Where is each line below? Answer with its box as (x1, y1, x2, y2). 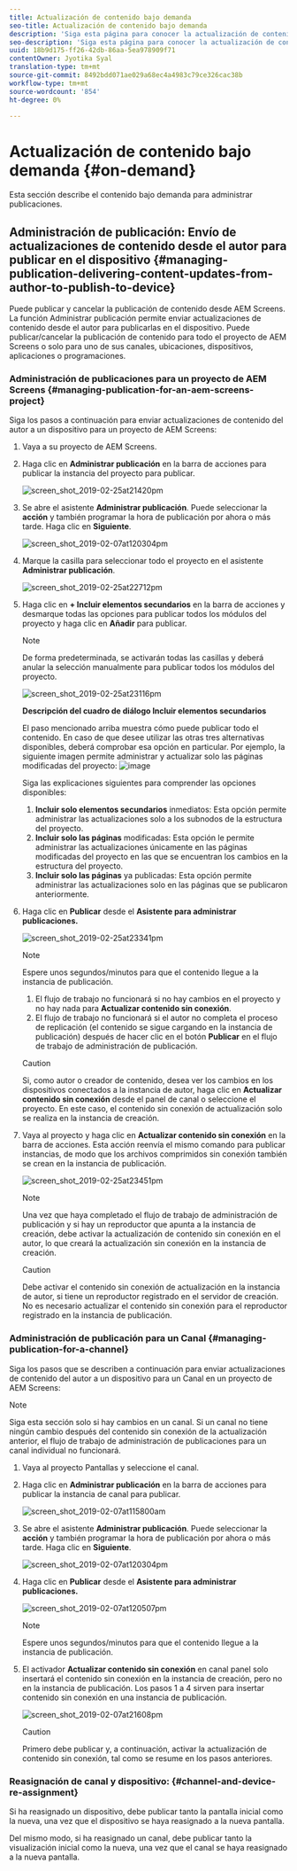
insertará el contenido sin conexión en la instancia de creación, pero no (21, 1672, 283, 1684)
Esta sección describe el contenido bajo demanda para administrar (9, 190, 254, 200)
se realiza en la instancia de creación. (21, 1113, 160, 1124)
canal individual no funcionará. (9, 1445, 121, 1455)
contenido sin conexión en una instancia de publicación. (21, 1692, 227, 1703)
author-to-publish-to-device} (9, 280, 176, 295)
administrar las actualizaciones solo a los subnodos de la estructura (34, 814, 283, 824)
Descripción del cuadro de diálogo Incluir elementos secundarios (21, 706, 267, 716)
